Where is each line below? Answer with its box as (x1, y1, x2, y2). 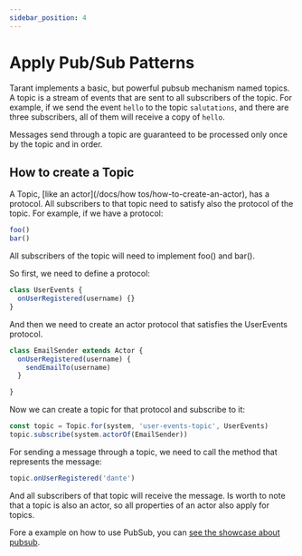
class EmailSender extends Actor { (9, 346, 144, 355)
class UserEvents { (9, 286, 83, 295)
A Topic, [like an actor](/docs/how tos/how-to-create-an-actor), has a (9, 189, 269, 200)
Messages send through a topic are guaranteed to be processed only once (9, 129, 288, 140)
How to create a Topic (9, 164, 135, 180)
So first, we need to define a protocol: (9, 268, 151, 279)
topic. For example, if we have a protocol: (9, 208, 164, 219)
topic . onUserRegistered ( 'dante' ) (9, 473, 136, 483)
